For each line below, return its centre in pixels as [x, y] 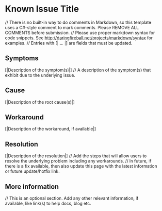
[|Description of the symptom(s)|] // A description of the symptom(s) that [78, 70]
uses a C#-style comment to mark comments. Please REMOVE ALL [72, 27]
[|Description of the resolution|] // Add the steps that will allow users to [76, 156]
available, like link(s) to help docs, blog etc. [48, 203]
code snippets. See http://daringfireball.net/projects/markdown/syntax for [79, 38]
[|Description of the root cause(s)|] [40, 102]
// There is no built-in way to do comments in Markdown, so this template [78, 22]
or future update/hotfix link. [32, 171]
